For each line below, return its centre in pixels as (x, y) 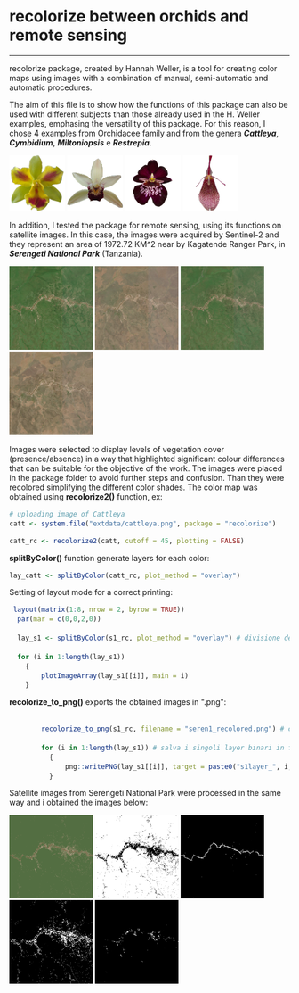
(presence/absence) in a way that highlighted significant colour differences (147, 459)
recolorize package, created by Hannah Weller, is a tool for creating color (143, 68)
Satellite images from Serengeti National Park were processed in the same (145, 793)
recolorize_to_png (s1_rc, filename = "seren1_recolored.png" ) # (163, 729)
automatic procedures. (51, 87)
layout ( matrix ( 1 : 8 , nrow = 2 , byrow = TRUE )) (99, 610)
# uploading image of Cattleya (67, 514)
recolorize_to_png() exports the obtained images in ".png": (118, 702)
